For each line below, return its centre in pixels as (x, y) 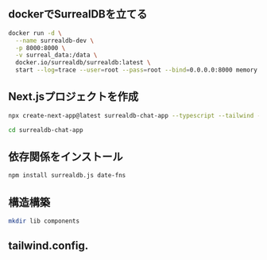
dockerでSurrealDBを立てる (78, 14)
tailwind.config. (48, 246)
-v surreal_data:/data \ (56, 55)
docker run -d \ (35, 33)
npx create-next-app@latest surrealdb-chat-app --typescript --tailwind (131, 115)
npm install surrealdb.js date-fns (67, 176)
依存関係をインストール (66, 157)
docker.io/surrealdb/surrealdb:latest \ (83, 63)
